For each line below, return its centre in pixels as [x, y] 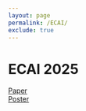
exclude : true [31, 30]
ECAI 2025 [43, 69]
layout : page [29, 15]
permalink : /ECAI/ [38, 23]
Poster [19, 99]
